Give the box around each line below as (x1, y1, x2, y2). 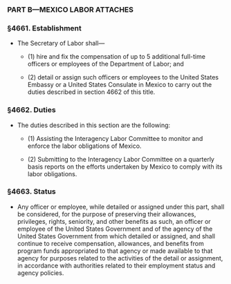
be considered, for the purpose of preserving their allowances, (17, 209, 196, 218)
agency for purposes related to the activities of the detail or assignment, (17, 254, 223, 262)
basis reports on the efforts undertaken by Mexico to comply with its (27, 162, 223, 171)
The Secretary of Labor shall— (17, 39, 105, 48)
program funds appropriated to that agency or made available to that (17, 247, 213, 255)
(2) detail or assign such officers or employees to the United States (27, 73, 219, 82)
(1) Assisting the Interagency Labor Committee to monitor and (27, 134, 203, 142)
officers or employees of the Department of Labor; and (27, 60, 185, 68)
